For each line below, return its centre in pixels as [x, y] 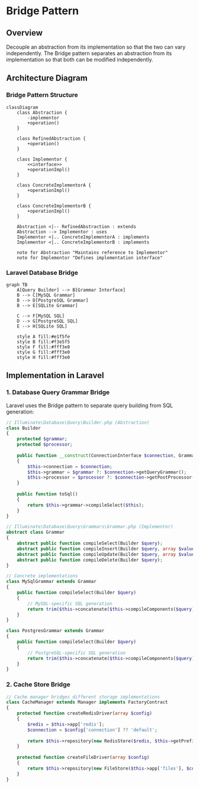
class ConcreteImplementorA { [54, 185]
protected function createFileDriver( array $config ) [83, 757]
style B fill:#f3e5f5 [43, 342]
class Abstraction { [42, 113]
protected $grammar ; [42, 439]
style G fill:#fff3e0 [43, 352]
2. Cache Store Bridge [38, 684]
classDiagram [22, 107]
